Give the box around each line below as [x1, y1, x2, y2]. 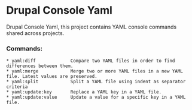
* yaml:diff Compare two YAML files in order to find [6, 58, 175, 64]
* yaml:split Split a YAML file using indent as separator [6, 78, 186, 85]
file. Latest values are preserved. [6, 74, 97, 80]
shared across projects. [6, 29, 65, 36]
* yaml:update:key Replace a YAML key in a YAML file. [6, 89, 162, 95]
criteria [6, 84, 28, 90]
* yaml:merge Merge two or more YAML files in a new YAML [6, 68, 184, 74]
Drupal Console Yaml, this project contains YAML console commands [6, 23, 177, 30]
